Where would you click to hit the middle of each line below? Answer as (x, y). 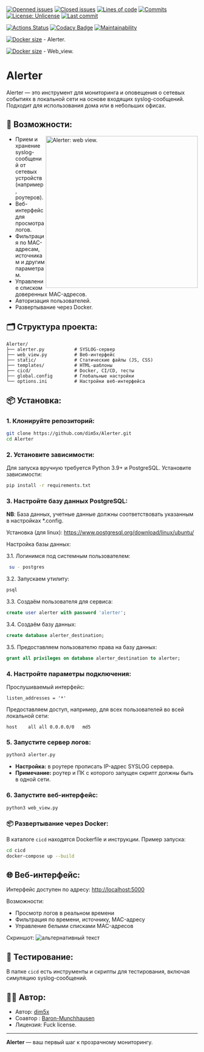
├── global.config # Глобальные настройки (70, 376)
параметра (29, 268)
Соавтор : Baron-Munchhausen (55, 1018)
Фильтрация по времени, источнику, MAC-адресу (80, 920)
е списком (29, 287)
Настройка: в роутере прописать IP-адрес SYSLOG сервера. (94, 766)
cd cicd (16, 850)
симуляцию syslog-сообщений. (47, 978)
